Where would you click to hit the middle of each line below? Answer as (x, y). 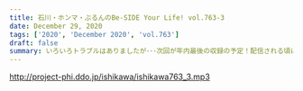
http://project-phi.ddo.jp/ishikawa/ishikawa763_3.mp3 (110, 77)
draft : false (34, 43)
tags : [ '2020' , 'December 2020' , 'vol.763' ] (94, 34)
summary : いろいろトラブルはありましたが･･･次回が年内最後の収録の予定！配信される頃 (150, 51)
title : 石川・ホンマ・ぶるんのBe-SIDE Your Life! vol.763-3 (117, 18)
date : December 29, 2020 (56, 26)
